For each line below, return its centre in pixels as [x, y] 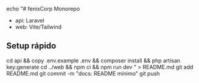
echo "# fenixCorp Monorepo [43, 9]
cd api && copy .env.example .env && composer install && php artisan [93, 61]
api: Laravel [30, 20]
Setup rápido [31, 46]
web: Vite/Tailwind [38, 27]
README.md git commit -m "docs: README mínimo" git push [83, 73]
